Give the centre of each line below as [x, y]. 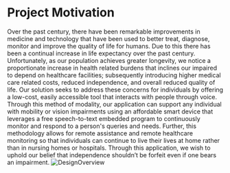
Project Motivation [61, 13]
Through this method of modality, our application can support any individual [114, 104]
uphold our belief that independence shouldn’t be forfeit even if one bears [112, 155]
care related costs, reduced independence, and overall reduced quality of [111, 82]
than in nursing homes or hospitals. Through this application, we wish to [109, 148]
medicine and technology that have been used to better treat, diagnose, [108, 38]
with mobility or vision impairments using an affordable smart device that [110, 111]
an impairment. [28, 162]
